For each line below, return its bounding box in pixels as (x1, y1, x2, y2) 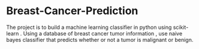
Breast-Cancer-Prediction (6, 4, 138, 18)
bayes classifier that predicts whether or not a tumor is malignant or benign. (6, 36, 194, 43)
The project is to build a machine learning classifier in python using (6, 24, 172, 31)
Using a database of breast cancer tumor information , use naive (23, 30, 183, 37)
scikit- (173, 24, 189, 31)
